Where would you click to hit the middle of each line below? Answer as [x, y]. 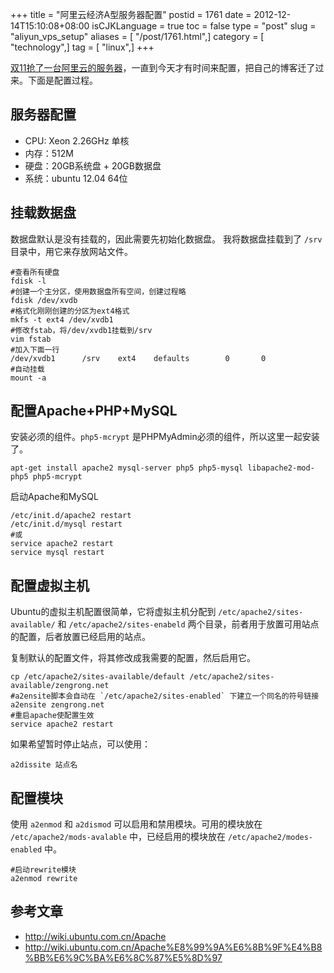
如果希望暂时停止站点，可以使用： [80, 744]
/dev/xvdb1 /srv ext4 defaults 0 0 [138, 358]
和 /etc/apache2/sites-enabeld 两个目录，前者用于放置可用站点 [188, 624]
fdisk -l [28, 281]
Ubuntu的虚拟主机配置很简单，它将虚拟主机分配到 [113, 612]
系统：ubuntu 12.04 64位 [76, 178]
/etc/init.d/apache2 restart [71, 516]
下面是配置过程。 [62, 80]
